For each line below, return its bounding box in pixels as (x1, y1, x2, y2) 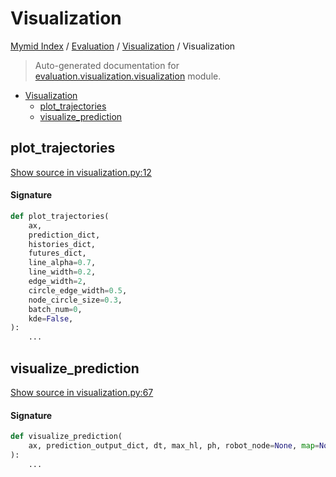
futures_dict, (28, 248, 87, 259)
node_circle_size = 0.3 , (28, 295, 123, 305)
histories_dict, (28, 239, 97, 249)
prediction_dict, (28, 230, 101, 240)
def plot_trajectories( (10, 211, 110, 221)
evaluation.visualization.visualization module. (34, 70, 222, 82)
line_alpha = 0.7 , (28, 258, 97, 268)
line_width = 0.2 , (28, 267, 97, 277)
